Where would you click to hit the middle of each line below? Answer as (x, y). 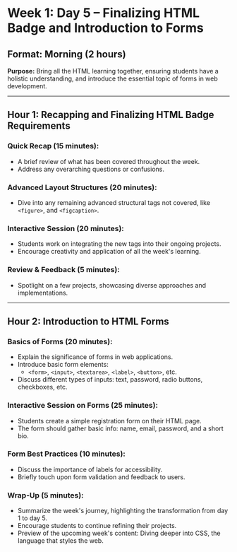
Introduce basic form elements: (63, 365)
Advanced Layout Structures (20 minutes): (82, 187)
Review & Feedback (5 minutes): (63, 270)
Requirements (39, 126)
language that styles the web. (60, 541)
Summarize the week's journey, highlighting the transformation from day (123, 511)
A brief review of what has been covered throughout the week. (109, 161)
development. (27, 86)
